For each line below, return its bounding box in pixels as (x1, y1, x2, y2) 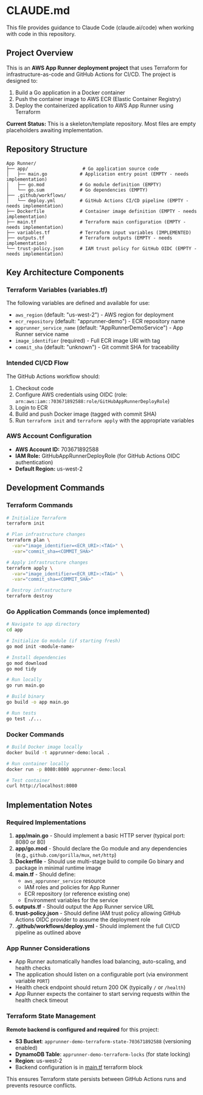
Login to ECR (15, 404, 48, 411)
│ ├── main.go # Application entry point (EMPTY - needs (6, 171, 189, 177)
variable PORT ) (15, 978, 50, 985)
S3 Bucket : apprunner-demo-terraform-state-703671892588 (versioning (15, 1037, 191, 1044)
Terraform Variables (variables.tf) (6, 285, 108, 294)
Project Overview (6, 48, 74, 58)
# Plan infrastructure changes (6, 531, 86, 537)
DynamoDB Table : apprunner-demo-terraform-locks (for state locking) (15, 1051, 191, 1058)
